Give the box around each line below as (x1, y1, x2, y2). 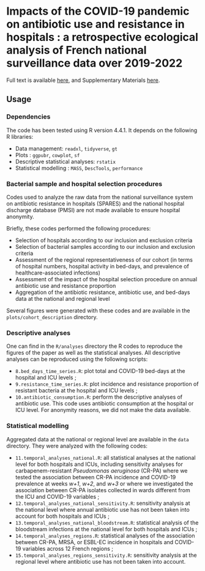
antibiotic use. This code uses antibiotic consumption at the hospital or (15, 400, 194, 407)
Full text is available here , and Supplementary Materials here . (6, 76, 160, 84)
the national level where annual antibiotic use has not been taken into (15, 506, 190, 513)
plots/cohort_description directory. (6, 313, 98, 320)
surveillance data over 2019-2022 (6, 56, 183, 70)
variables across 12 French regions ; (22, 545, 113, 552)
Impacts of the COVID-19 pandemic (6, 4, 190, 18)
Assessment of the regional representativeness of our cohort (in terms (15, 256, 193, 263)
